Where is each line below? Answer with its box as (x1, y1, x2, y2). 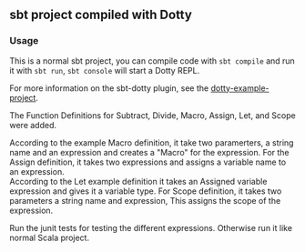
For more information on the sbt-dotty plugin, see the (9, 82, 209, 94)
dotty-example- (210, 82, 270, 94)
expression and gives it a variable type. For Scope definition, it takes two (9, 186, 282, 197)
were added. (9, 119, 57, 130)
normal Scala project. (9, 232, 89, 243)
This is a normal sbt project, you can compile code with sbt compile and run (9, 55, 296, 66)
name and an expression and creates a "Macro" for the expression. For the (9, 146, 290, 157)
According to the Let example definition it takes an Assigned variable (9, 176, 268, 186)
